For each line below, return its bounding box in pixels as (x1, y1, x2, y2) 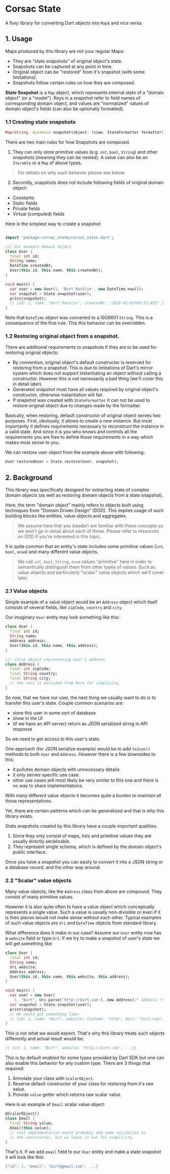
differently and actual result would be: (5, 1036, 84, 1042)
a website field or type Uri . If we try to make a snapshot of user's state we (5, 935, 160, 941)
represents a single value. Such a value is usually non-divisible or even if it (5, 909, 161, 915)
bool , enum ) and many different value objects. (5, 549, 99, 555)
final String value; (10, 1121, 53, 1126)
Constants (12, 194, 34, 201)
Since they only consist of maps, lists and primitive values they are (12, 832, 152, 839)
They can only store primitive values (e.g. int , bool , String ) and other (12, 148, 158, 155)
